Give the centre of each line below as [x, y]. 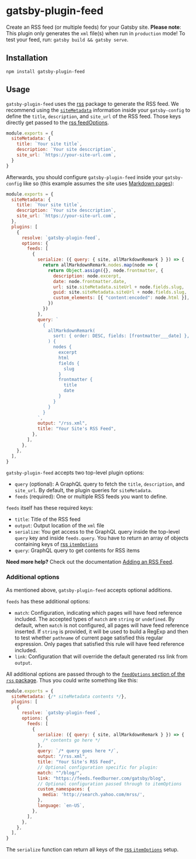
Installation [27, 58]
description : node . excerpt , [87, 276]
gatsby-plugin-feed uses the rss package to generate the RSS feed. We [93, 103]
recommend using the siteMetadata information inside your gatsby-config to [98, 110]
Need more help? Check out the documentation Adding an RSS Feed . [90, 562]
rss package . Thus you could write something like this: [72, 680]
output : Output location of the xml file [59, 525]
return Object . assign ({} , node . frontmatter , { [106, 270]
